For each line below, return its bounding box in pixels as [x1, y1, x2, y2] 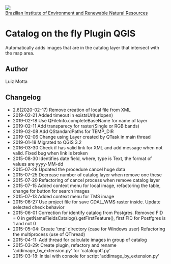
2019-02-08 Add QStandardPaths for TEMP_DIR [12, 128, 114, 135]
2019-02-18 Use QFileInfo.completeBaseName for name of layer [12, 117, 148, 123]
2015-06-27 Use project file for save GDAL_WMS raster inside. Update [12, 199, 161, 205]
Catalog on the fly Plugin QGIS [5, 28, 136, 39]
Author [5, 65, 28, 73]
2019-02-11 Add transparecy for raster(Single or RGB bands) [12, 123, 140, 129]
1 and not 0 [12, 220, 37, 226]
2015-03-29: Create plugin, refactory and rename [12, 242, 117, 248]
